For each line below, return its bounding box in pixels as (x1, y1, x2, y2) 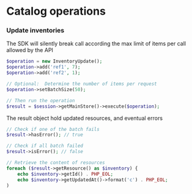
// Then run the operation (6, 97, 75, 103)
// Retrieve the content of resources (6, 160, 105, 166)
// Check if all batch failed (6, 143, 84, 149)
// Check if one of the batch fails (6, 126, 100, 132)
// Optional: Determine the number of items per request (6, 81, 157, 87)
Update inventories (6, 26, 65, 35)
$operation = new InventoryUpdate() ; (6, 58, 103, 65)
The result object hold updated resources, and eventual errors (6, 114, 163, 122)
